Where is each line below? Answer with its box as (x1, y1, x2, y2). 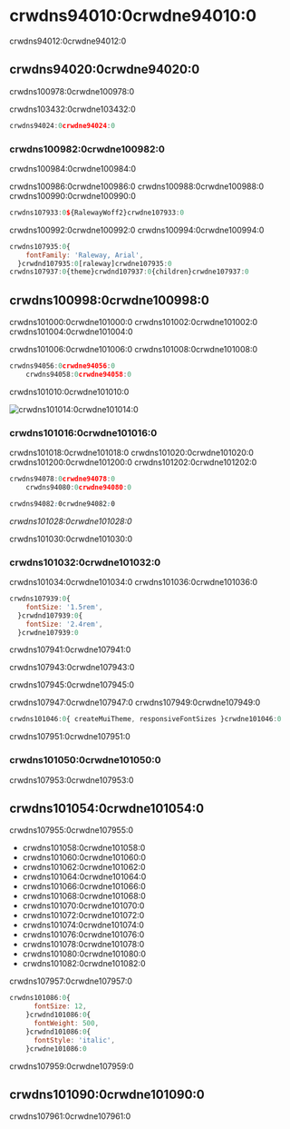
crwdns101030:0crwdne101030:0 (9, 533, 133, 544)
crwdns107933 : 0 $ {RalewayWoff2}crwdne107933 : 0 (9, 208, 184, 217)
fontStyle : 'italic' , (33, 1035, 116, 1045)
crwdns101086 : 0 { (9, 994, 71, 1003)
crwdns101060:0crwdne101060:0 (22, 852, 147, 863)
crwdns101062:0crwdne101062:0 (22, 862, 147, 873)
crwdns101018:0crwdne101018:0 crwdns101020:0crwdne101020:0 (9, 447, 254, 459)
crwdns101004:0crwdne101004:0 (9, 326, 133, 337)
